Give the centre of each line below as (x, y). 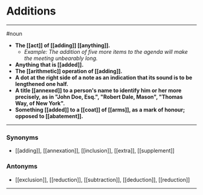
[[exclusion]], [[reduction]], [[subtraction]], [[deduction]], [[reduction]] (102, 179)
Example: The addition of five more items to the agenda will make (106, 51)
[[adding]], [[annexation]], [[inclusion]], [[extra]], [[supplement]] (95, 151)
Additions (31, 11)
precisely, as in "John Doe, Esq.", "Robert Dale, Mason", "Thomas (99, 97)
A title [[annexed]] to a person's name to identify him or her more (98, 90)
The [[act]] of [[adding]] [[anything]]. (63, 45)
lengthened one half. (41, 84)
